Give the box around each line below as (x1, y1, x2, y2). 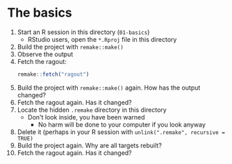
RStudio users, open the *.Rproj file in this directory (27, 35, 177, 43)
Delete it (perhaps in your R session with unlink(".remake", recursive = (17, 127, 226, 136)
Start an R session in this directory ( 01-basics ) (17, 28, 150, 36)
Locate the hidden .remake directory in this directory (17, 106, 167, 114)
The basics (7, 5, 73, 21)
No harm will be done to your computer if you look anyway (38, 120, 206, 129)
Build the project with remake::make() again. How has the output (17, 83, 201, 92)
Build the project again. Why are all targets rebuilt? (17, 141, 162, 149)
